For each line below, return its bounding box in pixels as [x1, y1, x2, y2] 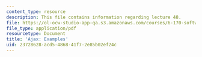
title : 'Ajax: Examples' [6, 36, 69, 42]
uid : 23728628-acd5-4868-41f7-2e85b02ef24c [6, 42, 117, 48]
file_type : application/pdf [6, 25, 77, 31]
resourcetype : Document [6, 31, 66, 37]
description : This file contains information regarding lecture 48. [6, 14, 182, 20]
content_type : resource [6, 8, 66, 15]
